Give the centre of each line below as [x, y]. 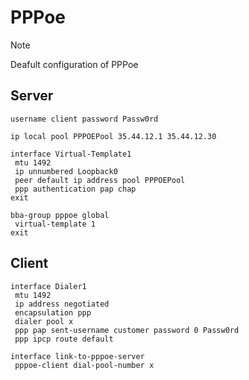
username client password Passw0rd [84, 119]
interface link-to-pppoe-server [77, 356]
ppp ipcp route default [64, 339]
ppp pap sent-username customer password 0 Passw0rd [127, 330]
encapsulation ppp [53, 312]
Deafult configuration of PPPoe [74, 64]
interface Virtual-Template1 [71, 154]
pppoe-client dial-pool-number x [84, 365]
